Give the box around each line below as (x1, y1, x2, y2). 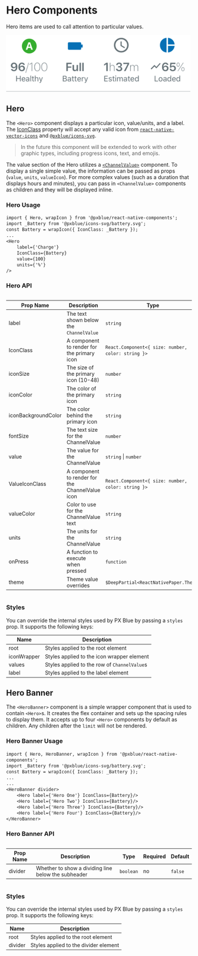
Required (143, 852, 166, 860)
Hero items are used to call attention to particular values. (6, 23, 144, 30)
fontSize (8, 432, 29, 439)
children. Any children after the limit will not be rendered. (6, 722, 147, 729)
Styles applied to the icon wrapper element (45, 653, 149, 660)
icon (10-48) (67, 376, 100, 383)
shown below (67, 316, 99, 323)
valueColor (8, 510, 35, 517)
